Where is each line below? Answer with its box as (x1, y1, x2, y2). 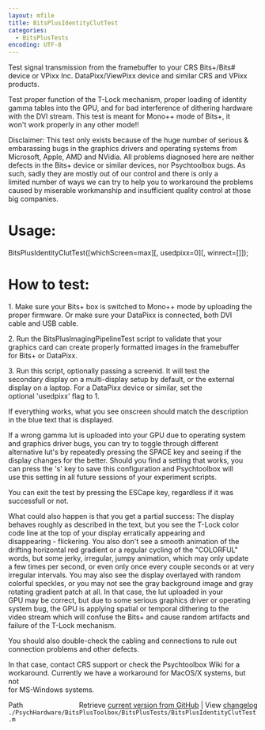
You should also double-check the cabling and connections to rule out (8, 636, 237, 645)
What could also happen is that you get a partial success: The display (8, 512, 235, 520)
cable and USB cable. (8, 319, 79, 328)
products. (8, 80, 40, 89)
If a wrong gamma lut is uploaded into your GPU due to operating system (8, 430, 246, 440)
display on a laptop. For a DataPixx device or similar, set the (8, 383, 203, 392)
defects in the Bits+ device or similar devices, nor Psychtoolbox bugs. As (8, 161, 246, 170)
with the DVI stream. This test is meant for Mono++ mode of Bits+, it (8, 112, 231, 121)
